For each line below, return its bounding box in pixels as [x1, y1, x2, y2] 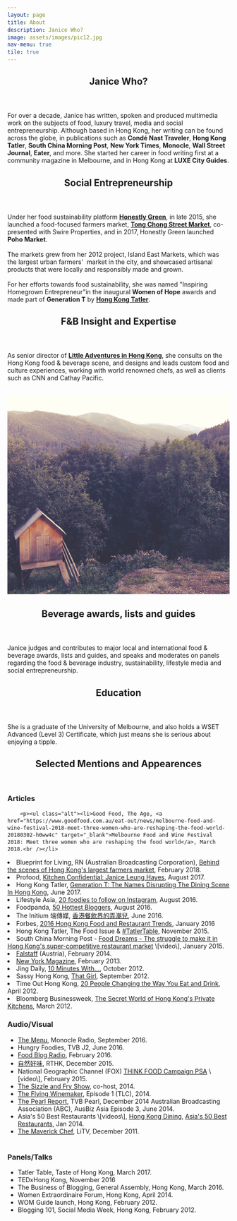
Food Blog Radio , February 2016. [17, 1050, 113, 1059]
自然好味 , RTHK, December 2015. [17, 1059, 114, 1067]
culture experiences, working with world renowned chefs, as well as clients [7, 366, 226, 375]
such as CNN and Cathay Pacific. [7, 374, 104, 383]
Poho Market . [7, 235, 48, 243]
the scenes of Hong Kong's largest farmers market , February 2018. [7, 865, 202, 874]
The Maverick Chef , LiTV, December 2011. [17, 1126, 140, 1136]
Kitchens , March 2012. [7, 1002, 73, 1011]
